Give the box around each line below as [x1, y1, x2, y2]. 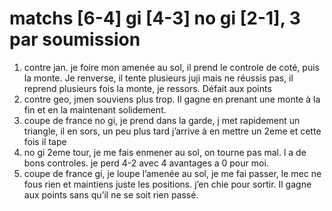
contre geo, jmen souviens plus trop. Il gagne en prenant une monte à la [23, 93, 321, 105]
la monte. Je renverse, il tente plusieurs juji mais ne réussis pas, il [23, 72, 294, 84]
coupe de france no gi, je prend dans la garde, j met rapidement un [23, 114, 301, 126]
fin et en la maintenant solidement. [23, 103, 167, 116]
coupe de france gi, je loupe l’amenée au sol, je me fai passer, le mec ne [23, 167, 322, 179]
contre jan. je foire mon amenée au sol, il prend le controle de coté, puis [23, 61, 320, 73]
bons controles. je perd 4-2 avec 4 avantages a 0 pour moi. [23, 157, 269, 169]
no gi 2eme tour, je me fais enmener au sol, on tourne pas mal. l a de [23, 146, 307, 158]
